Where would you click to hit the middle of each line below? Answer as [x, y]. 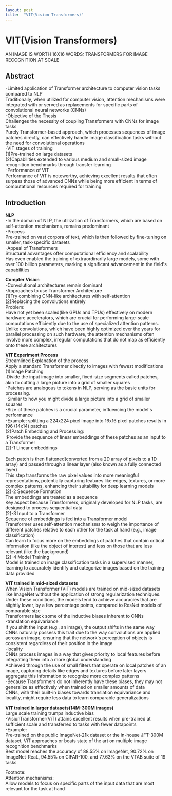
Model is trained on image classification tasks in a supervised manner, [80, 562]
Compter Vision [23, 280]
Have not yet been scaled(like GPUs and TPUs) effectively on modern [79, 312]
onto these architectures [31, 345]
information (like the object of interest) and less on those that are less [79, 546]
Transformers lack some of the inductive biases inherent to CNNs [74, 616]
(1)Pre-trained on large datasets [39, 154]
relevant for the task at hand [35, 789]
